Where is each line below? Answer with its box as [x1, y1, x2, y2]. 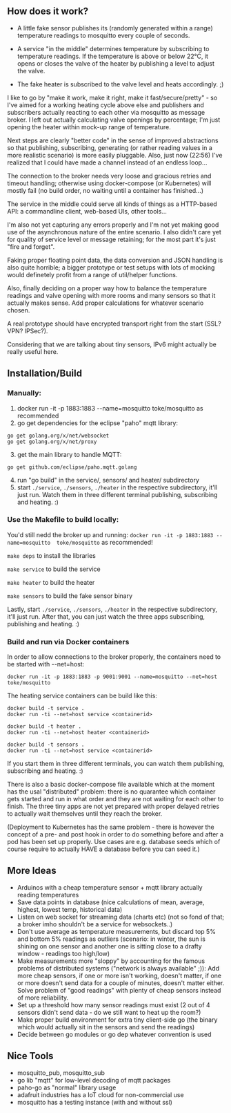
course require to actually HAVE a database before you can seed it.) [7, 845, 200, 853]
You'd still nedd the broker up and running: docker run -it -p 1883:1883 [7, 530, 214, 539]
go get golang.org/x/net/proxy [7, 438, 97, 445]
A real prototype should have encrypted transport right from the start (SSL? [7, 319, 222, 328]
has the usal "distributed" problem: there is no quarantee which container [7, 787, 216, 796]
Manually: [7, 389, 41, 398]
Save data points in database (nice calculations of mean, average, [17, 898, 205, 906]
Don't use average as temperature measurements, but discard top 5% [17, 927, 216, 935]
